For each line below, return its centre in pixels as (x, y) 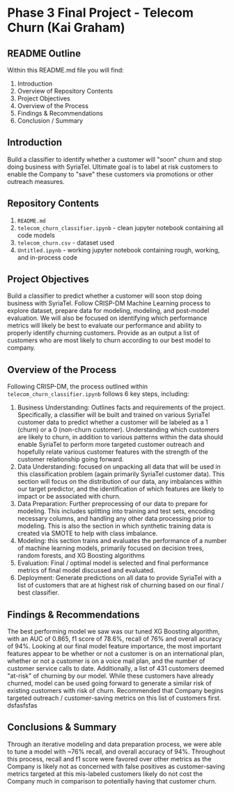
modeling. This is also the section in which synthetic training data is (114, 526)
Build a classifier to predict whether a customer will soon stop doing (104, 296)
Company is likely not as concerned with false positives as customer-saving (116, 766)
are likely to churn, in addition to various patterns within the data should (120, 437)
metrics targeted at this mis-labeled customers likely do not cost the (105, 774)
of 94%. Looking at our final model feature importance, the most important (114, 646)
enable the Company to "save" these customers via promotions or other (110, 174)
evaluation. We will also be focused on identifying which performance (107, 318)
